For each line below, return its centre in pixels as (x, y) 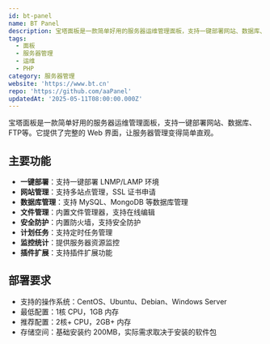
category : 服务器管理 (42, 76)
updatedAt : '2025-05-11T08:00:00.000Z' (76, 99)
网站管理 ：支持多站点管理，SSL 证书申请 (88, 192)
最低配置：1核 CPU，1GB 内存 (70, 312)
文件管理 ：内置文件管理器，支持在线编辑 (87, 212)
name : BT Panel (34, 23)
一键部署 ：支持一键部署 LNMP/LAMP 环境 (89, 182)
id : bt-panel (30, 16)
